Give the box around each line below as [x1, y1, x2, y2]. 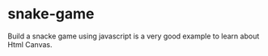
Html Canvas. [7, 39, 53, 49]
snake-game [7, 5, 95, 23]
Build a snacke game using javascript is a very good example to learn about [7, 31, 260, 41]
